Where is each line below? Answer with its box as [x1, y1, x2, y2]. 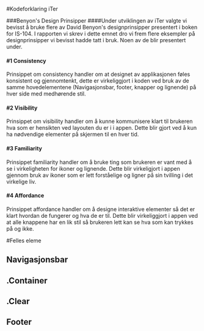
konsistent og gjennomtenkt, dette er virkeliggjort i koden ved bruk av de [6, 77, 189, 84]
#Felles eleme [6, 237, 42, 244]
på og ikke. [6, 225, 35, 232]
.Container [6, 275, 48, 286]
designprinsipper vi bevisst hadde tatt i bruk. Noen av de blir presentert [6, 37, 186, 43]
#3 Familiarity [6, 145, 43, 152]
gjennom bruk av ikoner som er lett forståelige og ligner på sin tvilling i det [6, 171, 194, 179]
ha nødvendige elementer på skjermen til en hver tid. [6, 131, 139, 138]
